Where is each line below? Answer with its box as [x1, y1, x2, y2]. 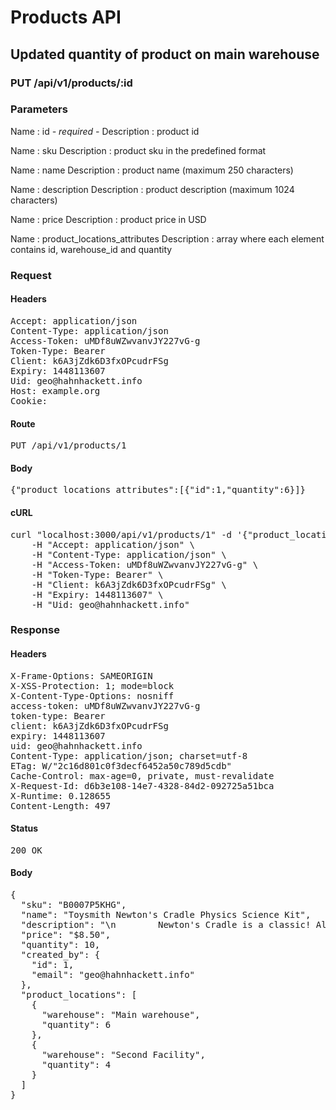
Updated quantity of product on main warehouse [10, 46, 320, 63]
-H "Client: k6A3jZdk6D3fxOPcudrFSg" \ [31, 579, 227, 590]
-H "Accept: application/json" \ [31, 539, 196, 550]
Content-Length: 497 [10, 800, 112, 811]
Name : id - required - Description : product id [10, 125, 200, 137]
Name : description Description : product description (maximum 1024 [10, 183, 295, 195]
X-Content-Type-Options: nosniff [10, 690, 175, 701]
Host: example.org [10, 385, 101, 396]
